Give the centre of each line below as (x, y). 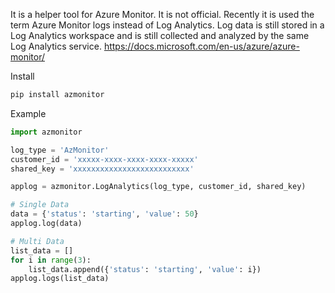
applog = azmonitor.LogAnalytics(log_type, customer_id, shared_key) (158, 187)
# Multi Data (37, 241)
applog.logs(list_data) (60, 279)
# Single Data (40, 205)
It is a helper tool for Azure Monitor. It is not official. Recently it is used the (162, 14)
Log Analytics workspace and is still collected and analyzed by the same (160, 35)
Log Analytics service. (56, 46)
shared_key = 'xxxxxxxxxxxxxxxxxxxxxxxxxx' (102, 169)
